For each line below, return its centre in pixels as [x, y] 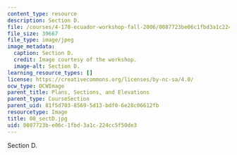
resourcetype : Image [38, 112]
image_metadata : [31, 46]
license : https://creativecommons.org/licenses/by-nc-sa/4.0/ [101, 79]
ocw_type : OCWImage [36, 86]
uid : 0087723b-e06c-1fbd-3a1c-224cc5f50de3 [72, 125]
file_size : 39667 [33, 33]
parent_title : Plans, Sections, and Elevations [79, 92]
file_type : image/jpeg [41, 40]
